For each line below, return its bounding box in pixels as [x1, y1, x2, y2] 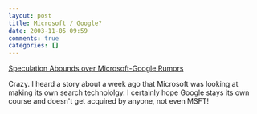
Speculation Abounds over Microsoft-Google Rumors [8, 63, 184, 73]
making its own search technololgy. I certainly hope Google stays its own [8, 88, 250, 97]
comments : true [8, 34, 59, 43]
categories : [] [8, 42, 59, 50]
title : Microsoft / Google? [8, 19, 103, 27]
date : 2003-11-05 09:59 [8, 26, 88, 35]
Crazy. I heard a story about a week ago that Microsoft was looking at [8, 79, 239, 89]
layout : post [8, 11, 52, 20]
